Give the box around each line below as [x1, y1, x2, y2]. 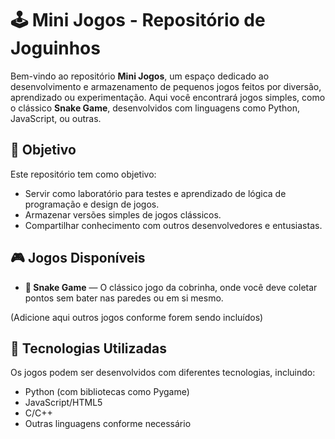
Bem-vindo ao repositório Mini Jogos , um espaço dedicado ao [10, 70, 270, 82]
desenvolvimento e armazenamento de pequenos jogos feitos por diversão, [10, 80, 322, 92]
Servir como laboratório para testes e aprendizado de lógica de [24, 187, 287, 199]
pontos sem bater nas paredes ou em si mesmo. [24, 292, 224, 304]
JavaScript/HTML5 [24, 397, 103, 409]
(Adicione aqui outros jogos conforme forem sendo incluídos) [10, 311, 264, 323]
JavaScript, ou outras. [10, 112, 102, 124]
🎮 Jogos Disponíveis [10, 250, 146, 267]
